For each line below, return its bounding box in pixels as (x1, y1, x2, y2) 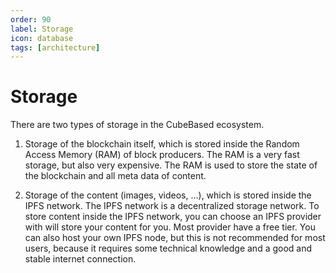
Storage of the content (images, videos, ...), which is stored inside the (24, 189, 312, 201)
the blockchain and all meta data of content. (24, 170, 207, 182)
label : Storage (10, 24, 74, 34)
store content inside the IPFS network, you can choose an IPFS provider (24, 211, 322, 223)
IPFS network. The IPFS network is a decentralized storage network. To (24, 200, 320, 212)
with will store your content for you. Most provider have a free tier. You (24, 221, 316, 233)
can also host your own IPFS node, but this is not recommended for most (24, 232, 326, 244)
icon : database (10, 33, 74, 43)
